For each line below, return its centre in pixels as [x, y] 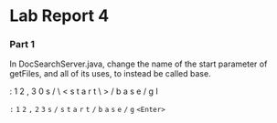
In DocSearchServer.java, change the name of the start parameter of [138, 64]
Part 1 [22, 45]
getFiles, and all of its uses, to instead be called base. [111, 74]
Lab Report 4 [59, 16]
